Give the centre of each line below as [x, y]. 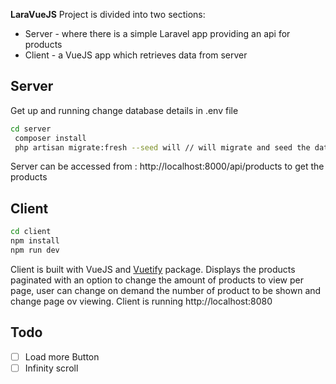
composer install [50, 138]
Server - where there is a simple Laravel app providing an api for [157, 33]
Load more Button [62, 356]
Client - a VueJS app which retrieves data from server [136, 55]
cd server [31, 129]
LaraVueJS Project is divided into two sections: [108, 14]
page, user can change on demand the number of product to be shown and [166, 290]
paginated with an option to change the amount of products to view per [157, 280]
